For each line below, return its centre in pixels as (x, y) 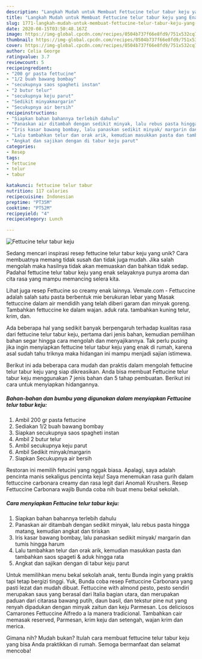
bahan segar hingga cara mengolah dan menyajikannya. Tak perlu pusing (97, 341)
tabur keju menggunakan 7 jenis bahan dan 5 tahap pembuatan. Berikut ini (98, 378)
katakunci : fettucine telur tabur (50, 186)
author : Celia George (33, 51)
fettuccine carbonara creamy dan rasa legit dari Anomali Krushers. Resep (97, 483)
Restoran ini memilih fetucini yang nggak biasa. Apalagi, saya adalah (91, 470)
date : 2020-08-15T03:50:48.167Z (47, 29)
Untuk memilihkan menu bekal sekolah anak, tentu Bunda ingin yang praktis (100, 575)
